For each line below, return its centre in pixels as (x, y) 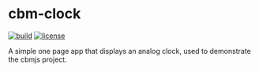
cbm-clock (45, 14)
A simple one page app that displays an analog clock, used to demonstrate (129, 51)
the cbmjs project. (38, 59)
